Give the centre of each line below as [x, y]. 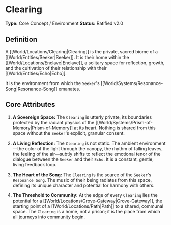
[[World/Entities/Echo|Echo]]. [36, 73]
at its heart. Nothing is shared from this [115, 128]
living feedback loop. [35, 164]
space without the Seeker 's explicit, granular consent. [68, 133]
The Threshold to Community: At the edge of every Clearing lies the [85, 195]
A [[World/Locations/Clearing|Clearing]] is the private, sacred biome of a [82, 51]
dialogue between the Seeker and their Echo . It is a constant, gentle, [83, 159]
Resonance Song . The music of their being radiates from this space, [82, 180]
